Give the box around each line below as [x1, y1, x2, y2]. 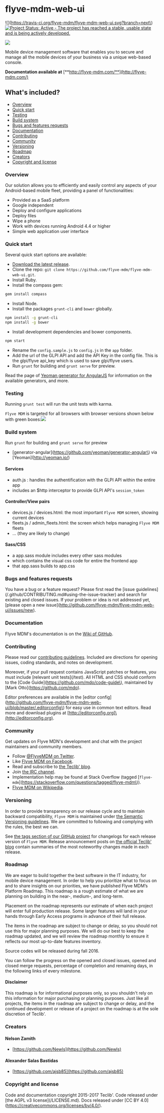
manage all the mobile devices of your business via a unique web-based [5, 54, 151, 60]
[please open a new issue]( [5, 602, 60, 608]
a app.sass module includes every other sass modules [12, 553, 122, 558]
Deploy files [12, 213, 37, 219]
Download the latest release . [12, 262, 70, 267]
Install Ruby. [12, 277, 37, 283]
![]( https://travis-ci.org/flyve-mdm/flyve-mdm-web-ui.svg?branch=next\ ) [5, 20, 153, 26]
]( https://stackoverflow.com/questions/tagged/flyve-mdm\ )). [19, 779, 141, 785]
